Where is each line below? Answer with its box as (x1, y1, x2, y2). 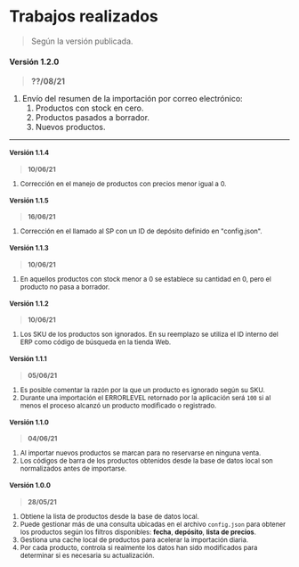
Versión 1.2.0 (9, 56, 60, 67)
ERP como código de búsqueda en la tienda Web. (20, 338, 172, 347)
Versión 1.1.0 (9, 417, 49, 427)
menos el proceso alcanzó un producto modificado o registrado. (20, 401, 217, 410)
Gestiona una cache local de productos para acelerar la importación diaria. (20, 535, 249, 545)
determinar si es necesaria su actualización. (20, 551, 155, 560)
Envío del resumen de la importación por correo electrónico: (21, 94, 243, 104)
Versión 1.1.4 (9, 149, 50, 158)
